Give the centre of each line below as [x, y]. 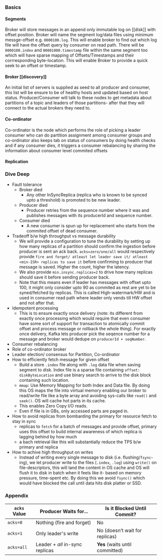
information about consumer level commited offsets [56, 150]
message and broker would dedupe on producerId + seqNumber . [82, 339]
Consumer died [34, 221]
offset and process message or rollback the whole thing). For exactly [88, 329]
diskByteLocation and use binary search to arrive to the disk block [85, 375]
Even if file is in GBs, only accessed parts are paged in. [74, 411]
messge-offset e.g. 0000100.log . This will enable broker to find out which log [81, 40]
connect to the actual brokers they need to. [48, 108]
